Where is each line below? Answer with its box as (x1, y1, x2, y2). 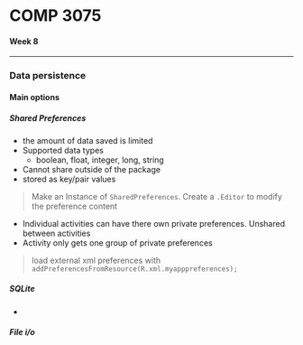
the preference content (31, 200, 118, 211)
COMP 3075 (9, 5, 102, 26)
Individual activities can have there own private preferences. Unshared (22, 218, 286, 228)
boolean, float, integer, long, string (35, 154, 164, 165)
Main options (9, 91, 60, 102)
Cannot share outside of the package (22, 163, 161, 174)
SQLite (9, 284, 35, 294)
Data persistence (9, 70, 87, 82)
